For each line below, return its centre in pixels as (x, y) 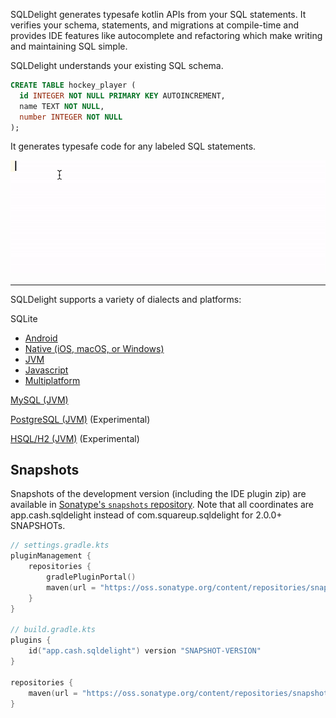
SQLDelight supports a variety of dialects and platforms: (126, 299)
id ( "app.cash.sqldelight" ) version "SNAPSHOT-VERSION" (145, 651)
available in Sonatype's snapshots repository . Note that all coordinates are (162, 505)
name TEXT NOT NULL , (62, 106)
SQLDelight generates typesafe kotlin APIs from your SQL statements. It (158, 14)
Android (41, 338)
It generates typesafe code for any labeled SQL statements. (133, 146)
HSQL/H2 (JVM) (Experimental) (75, 438)
